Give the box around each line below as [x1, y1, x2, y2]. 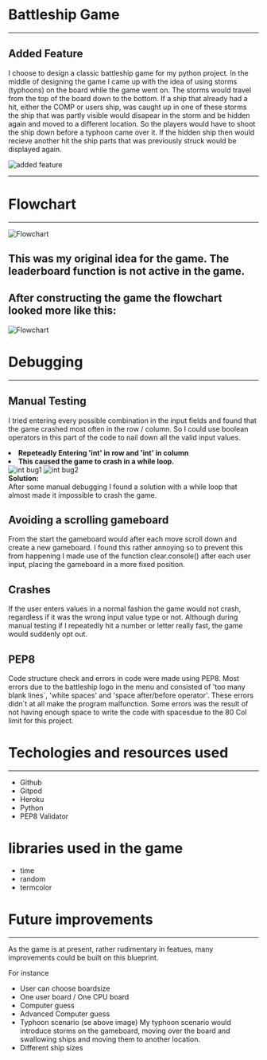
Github [19, 778, 42, 788]
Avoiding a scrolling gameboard [8, 514, 169, 527]
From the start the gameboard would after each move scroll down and [8, 534, 237, 544]
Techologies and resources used [8, 744, 229, 762]
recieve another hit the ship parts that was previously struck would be [8, 135, 237, 145]
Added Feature [8, 47, 83, 61]
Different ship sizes [19, 1042, 83, 1052]
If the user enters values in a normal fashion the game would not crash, [8, 604, 242, 614]
